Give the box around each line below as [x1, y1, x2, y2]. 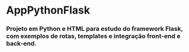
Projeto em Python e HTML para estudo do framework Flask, [6, 25, 183, 33]
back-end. [6, 40, 37, 48]
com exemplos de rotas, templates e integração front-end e [6, 32, 181, 40]
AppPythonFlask [6, 4, 91, 17]
